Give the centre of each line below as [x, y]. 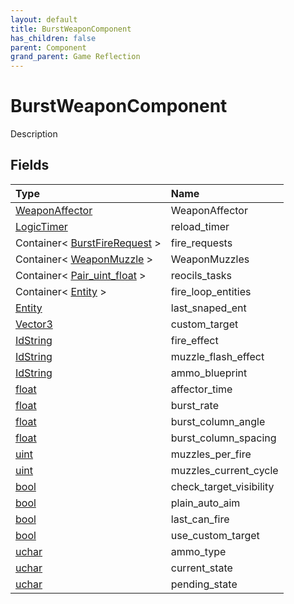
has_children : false [53, 38]
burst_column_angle [218, 421]
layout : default [44, 19]
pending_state [204, 584]
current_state [201, 568]
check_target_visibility [222, 486]
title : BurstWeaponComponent [71, 29]
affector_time [201, 389]
